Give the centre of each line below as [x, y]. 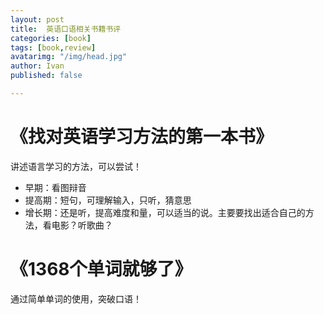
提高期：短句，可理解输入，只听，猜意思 [108, 200]
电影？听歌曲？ [82, 225]
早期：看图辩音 [55, 187]
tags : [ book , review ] [53, 47]
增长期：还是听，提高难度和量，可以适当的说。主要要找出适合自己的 [165, 212]
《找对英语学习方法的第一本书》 [142, 137]
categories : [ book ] [51, 38]
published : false [46, 76]
